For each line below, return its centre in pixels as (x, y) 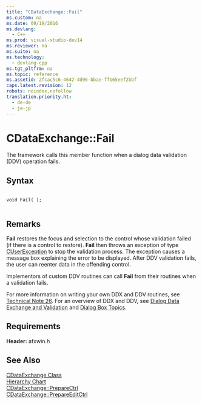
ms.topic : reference (32, 74)
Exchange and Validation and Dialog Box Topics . (66, 307)
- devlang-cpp (29, 63)
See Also (23, 360)
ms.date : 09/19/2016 (32, 23)
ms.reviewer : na (27, 46)
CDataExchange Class (34, 375)
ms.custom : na (24, 18)
